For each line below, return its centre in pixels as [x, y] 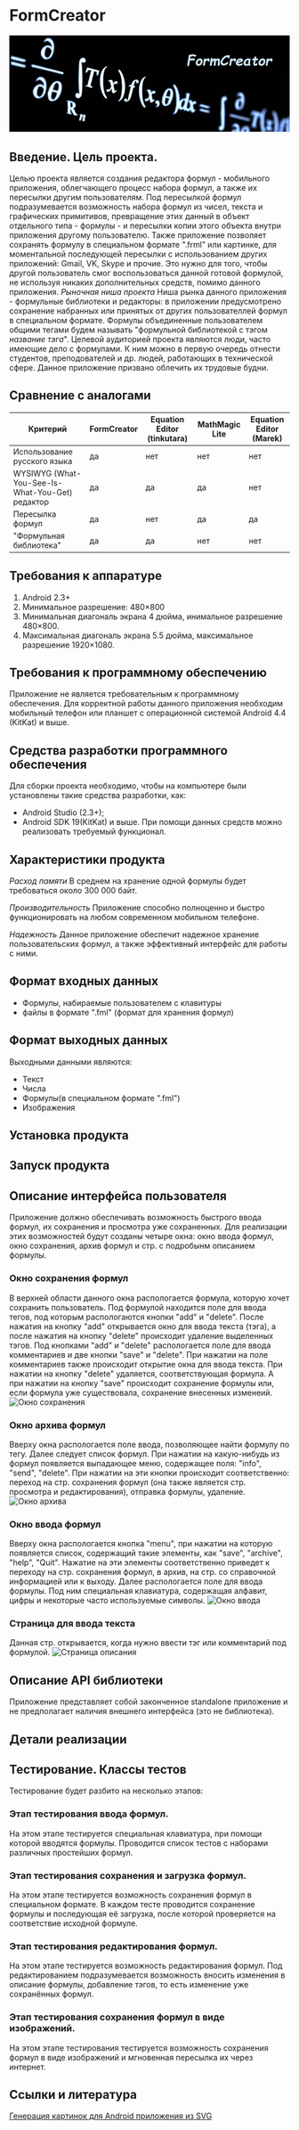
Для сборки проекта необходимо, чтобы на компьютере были [128, 786]
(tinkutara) [168, 438]
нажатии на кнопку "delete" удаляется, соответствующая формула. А [141, 1374]
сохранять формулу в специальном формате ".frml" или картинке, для [143, 245]
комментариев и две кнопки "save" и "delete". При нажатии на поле [139, 1354]
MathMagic [219, 424]
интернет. [28, 2067]
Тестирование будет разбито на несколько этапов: [106, 1791]
